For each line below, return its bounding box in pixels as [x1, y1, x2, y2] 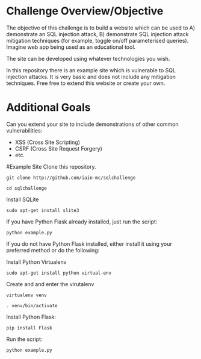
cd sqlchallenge [6, 185, 47, 191]
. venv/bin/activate [6, 302, 58, 308]
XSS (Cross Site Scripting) [14, 139, 80, 146]
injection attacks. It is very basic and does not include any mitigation [6, 73, 176, 80]
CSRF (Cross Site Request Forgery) [14, 145, 102, 152]
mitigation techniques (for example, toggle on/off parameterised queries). [6, 37, 189, 44]
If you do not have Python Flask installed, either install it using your [6, 240, 173, 248]
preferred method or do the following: [6, 246, 100, 254]
